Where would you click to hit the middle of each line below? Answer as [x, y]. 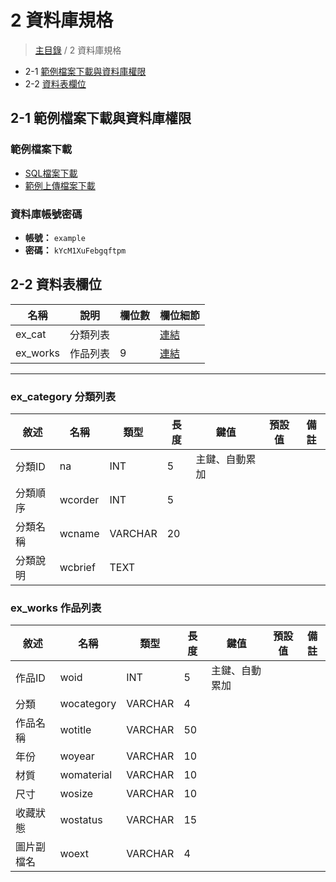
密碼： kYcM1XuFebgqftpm [75, 250]
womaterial [86, 775]
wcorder [79, 500]
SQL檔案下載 [51, 173]
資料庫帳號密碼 [46, 214]
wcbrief [77, 568]
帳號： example [55, 237]
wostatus [81, 820]
